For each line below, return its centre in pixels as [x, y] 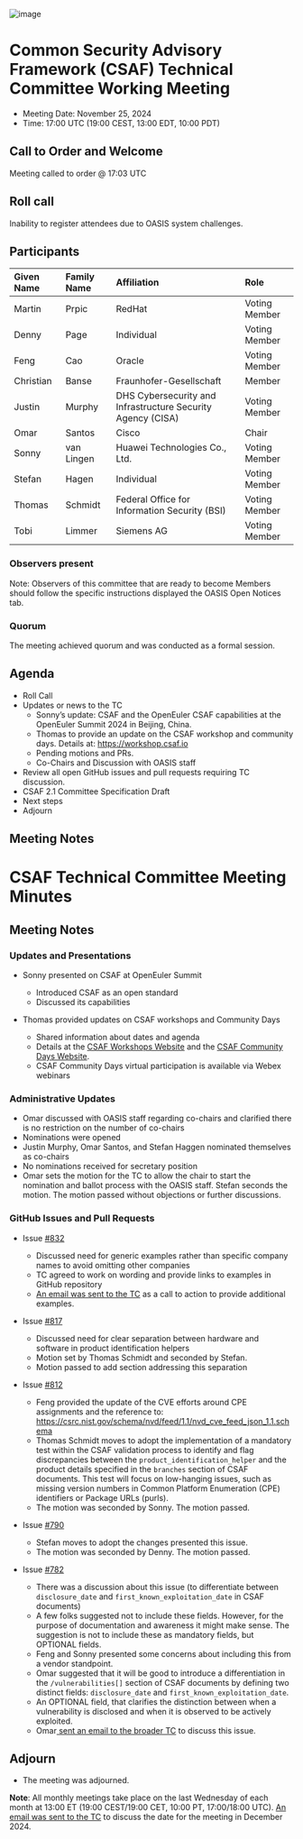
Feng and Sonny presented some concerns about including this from [163, 1653]
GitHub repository [69, 1284]
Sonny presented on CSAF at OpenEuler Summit [112, 975]
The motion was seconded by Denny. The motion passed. [143, 1551]
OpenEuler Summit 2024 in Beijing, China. [114, 724]
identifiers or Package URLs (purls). [102, 1497]
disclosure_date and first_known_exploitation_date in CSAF [150, 1597]
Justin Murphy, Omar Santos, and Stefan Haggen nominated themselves [156, 1147]
